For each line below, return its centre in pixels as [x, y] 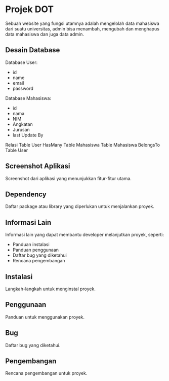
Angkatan [23, 124]
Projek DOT [30, 9]
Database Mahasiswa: [28, 98]
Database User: [22, 62]
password [23, 88]
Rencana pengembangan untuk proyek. [46, 373]
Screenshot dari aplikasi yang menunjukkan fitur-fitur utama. [68, 178]
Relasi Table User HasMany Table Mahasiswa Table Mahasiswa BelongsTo [83, 145]
